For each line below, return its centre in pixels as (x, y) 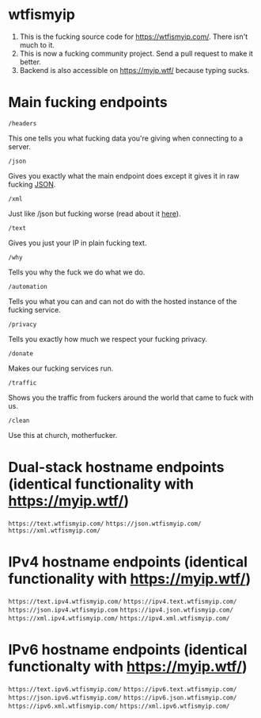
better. (30, 62)
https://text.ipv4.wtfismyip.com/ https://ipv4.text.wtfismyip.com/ (123, 601)
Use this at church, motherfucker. (63, 435)
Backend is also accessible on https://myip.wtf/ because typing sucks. (134, 70)
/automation (28, 286)
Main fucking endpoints (88, 103)
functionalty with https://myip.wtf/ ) (128, 666)
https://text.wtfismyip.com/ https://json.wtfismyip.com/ (105, 524)
